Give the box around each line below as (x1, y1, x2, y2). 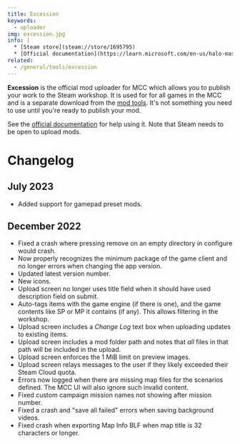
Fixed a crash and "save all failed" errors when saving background (17, 406, 214, 415)
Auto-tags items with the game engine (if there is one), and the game (17, 300, 221, 308)
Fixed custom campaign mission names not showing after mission (17, 390, 212, 400)
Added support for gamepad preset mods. (17, 199, 143, 208)
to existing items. (17, 330, 69, 339)
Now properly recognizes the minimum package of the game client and (17, 254, 227, 263)
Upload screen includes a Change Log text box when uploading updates (17, 323, 231, 331)
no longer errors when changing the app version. (17, 262, 162, 271)
